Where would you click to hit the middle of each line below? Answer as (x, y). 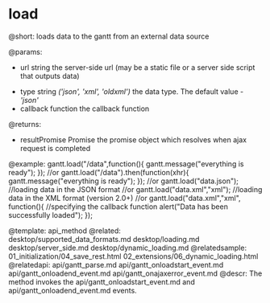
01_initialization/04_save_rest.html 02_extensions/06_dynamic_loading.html (133, 256)
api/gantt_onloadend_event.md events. (73, 290)
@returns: (25, 124)
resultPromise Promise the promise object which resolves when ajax (133, 139)
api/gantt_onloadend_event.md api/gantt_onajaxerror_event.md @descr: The (135, 273)
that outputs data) (50, 76)
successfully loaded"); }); (50, 215)
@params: (25, 51)
